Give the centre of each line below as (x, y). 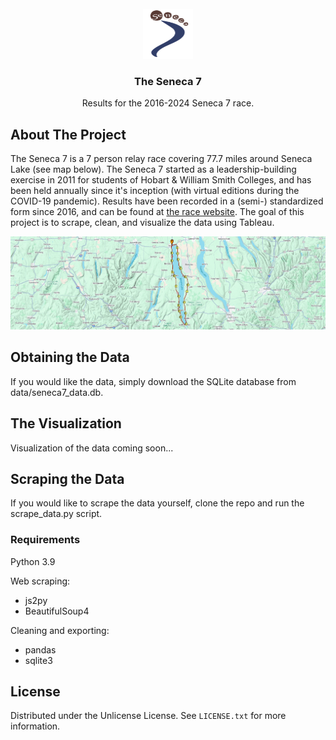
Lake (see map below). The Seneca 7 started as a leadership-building (153, 169)
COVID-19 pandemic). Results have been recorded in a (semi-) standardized (167, 201)
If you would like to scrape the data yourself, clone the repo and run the (157, 503)
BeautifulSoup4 (57, 611)
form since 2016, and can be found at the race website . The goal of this (157, 212)
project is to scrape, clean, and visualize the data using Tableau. (142, 223)
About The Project (68, 134)
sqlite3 (38, 660)
